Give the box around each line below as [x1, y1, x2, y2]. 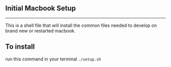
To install [5, 43, 35, 51]
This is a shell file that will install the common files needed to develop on [5, 22, 157, 28]
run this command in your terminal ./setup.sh [5, 56, 101, 62]
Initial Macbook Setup [5, 4, 76, 13]
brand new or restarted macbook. [5, 27, 76, 33]
